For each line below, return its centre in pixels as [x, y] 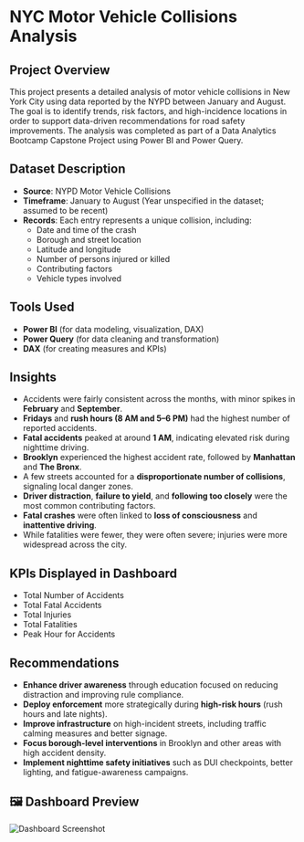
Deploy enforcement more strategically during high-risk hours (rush [152, 704]
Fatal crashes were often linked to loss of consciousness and [140, 516]
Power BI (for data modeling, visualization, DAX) [113, 329]
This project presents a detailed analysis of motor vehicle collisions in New [150, 92]
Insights [33, 378]
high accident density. [64, 753]
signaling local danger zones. [78, 487]
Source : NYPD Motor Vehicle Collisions [97, 191]
